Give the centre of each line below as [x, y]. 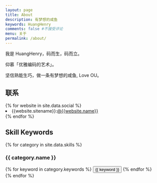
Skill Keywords [29, 132]
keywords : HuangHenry [28, 24]
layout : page [19, 10]
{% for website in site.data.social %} [43, 106]
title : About [19, 15]
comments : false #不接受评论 [34, 29]
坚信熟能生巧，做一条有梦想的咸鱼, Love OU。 [53, 75]
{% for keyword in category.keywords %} [49, 169]
